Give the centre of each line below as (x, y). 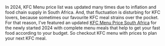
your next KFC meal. (26, 38)
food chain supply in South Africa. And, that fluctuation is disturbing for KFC (83, 12)
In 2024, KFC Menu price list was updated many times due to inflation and (81, 7)
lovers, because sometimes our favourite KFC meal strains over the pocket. (82, 17)
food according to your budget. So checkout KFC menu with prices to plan (81, 33)
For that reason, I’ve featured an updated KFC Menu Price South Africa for (81, 23)
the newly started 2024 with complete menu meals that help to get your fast (82, 28)
